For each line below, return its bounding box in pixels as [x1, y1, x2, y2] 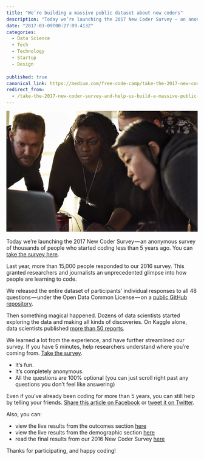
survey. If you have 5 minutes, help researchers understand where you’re [6, 343, 189, 351]
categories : [6, 29, 36, 35]
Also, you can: [6, 411, 42, 418]
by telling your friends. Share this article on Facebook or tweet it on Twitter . [6, 399, 195, 407]
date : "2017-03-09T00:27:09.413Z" [6, 22, 94, 29]
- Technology [12, 49, 45, 55]
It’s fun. [15, 362, 35, 369]
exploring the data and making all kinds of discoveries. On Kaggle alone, [6, 318, 187, 326]
